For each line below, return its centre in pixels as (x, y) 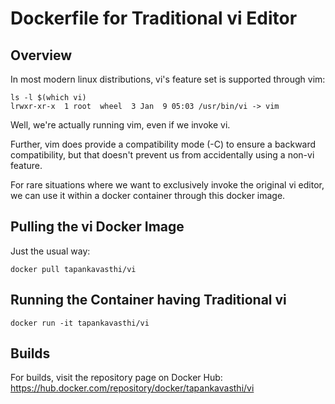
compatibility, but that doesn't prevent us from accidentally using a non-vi (162, 155)
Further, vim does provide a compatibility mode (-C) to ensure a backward (163, 144)
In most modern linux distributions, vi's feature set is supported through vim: (168, 79)
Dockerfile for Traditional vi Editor (154, 18)
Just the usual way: (50, 251)
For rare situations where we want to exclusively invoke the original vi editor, (167, 185)
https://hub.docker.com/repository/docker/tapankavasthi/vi (132, 388)
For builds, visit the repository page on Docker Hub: (116, 378)
